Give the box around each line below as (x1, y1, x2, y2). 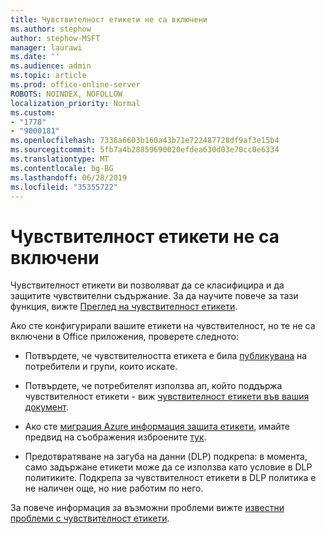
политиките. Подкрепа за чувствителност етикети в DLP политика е (24, 472, 317, 484)
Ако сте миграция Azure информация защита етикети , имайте (24, 421, 290, 433)
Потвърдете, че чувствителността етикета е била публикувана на (24, 350, 308, 362)
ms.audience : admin (10, 61, 92, 71)
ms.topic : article (10, 71, 87, 81)
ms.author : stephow (10, 24, 92, 34)
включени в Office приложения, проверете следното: (10, 331, 239, 343)
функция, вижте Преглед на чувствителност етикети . (10, 301, 238, 313)
